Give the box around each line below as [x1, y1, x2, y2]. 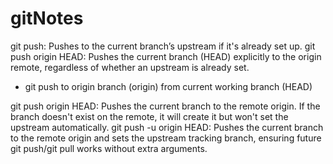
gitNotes [10, 7, 84, 30]
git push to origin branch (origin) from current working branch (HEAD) [24, 80, 313, 92]
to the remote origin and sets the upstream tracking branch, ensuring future [10, 132, 322, 144]
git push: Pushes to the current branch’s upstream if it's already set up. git [10, 40, 316, 52]
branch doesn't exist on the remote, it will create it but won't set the [10, 110, 289, 122]
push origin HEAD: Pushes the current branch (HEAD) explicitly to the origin [10, 50, 322, 62]
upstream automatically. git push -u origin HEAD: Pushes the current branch [10, 121, 324, 133]
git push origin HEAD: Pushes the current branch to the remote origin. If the [10, 100, 321, 112]
